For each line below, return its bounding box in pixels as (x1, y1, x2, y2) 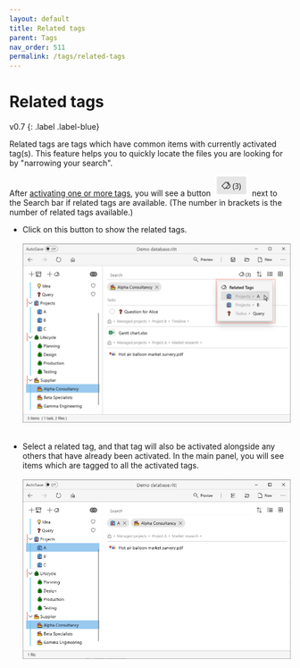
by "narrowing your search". (9, 157, 113, 169)
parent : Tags (9, 33, 58, 42)
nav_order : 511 (9, 43, 66, 52)
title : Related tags (9, 23, 87, 33)
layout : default (9, 14, 70, 23)
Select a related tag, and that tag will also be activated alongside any (21, 441, 275, 452)
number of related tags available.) (9, 207, 134, 217)
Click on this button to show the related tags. (21, 224, 187, 234)
